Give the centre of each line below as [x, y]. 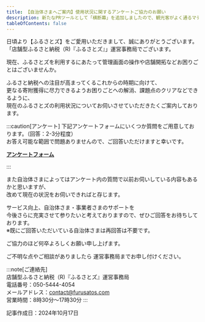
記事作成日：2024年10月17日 [42, 313]
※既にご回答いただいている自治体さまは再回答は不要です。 [80, 230]
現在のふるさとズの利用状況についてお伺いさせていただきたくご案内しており [102, 106]
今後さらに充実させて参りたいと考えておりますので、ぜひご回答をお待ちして [102, 215]
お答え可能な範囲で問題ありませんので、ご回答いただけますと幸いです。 [97, 142]
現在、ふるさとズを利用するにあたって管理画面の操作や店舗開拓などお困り [100, 62]
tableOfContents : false [37, 23]
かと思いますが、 [28, 187]
